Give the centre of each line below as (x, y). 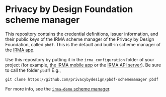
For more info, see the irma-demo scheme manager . (58, 88)
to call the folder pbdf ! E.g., (33, 70)
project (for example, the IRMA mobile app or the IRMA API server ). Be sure (83, 65)
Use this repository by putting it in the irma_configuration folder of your (80, 59)
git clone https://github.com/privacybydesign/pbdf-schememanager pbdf (82, 79)
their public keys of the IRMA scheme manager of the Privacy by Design (80, 39)
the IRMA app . (20, 50)
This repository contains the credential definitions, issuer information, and (82, 34)
